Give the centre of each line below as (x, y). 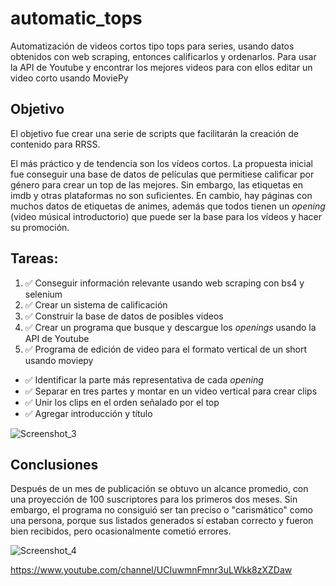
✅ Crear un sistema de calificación (96, 304)
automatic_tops (76, 18)
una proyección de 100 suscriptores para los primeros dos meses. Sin (154, 499)
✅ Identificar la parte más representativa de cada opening (144, 379)
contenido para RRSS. (55, 144)
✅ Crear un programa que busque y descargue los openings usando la (170, 327)
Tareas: (34, 258)
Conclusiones (54, 464)
